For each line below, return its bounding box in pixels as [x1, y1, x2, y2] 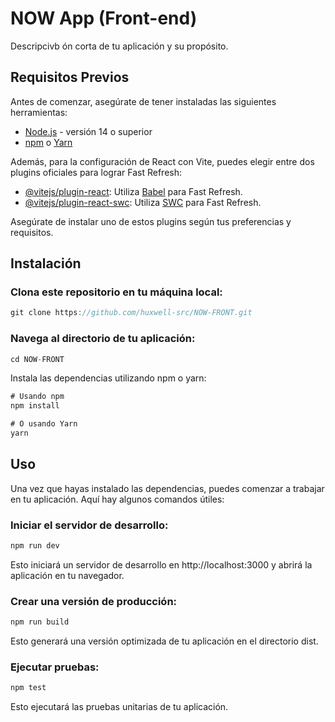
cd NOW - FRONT [10, 354, 65, 364]
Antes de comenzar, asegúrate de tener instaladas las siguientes [10, 95, 277, 107]
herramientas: [10, 106, 68, 118]
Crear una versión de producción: [10, 594, 178, 608]
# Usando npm [10, 392, 65, 402]
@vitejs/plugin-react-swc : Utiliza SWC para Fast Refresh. [24, 196, 262, 208]
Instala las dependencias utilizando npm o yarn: [10, 372, 207, 384]
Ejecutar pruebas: [10, 660, 100, 674]
